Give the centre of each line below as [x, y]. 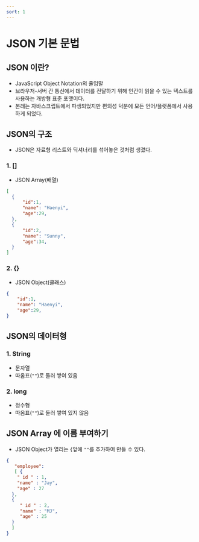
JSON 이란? [28, 68]
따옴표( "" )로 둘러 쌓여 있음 [46, 375]
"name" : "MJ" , [39, 511]
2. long [17, 391]
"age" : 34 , [34, 242]
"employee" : [29, 466]
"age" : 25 [33, 517]
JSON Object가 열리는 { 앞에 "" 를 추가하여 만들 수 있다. [80, 449]
